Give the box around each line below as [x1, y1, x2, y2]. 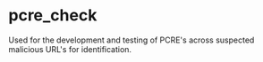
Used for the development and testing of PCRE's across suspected [8, 35, 255, 45]
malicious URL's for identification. [8, 43, 131, 54]
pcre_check [8, 5, 98, 26]
